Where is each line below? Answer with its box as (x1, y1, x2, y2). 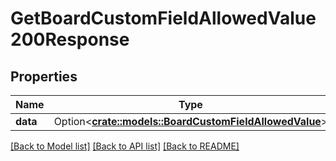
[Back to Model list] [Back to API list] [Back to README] (10, 140, 240, 152)
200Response (10, 28, 130, 51)
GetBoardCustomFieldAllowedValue (10, 7, 317, 30)
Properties (10, 68, 78, 85)
